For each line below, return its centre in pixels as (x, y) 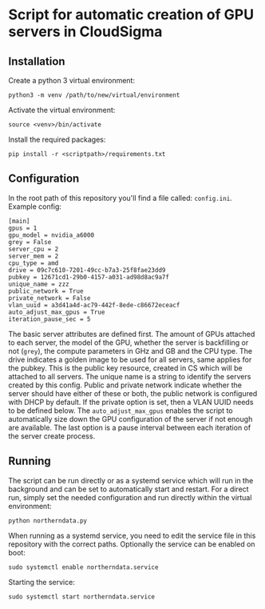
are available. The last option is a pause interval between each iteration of (130, 427)
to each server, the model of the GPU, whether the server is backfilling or (129, 343)
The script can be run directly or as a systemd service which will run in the (131, 480)
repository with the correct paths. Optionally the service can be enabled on (132, 544)
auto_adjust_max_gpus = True (57, 312)
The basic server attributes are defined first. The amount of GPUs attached (132, 334)
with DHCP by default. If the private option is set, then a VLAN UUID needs (131, 402)
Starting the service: (42, 582)
